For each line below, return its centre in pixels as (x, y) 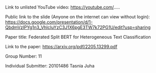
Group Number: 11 (24, 56)
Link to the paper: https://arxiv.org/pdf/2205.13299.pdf (61, 46)
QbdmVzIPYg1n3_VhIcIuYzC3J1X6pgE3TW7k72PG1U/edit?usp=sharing (78, 27)
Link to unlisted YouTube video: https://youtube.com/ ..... (63, 7)
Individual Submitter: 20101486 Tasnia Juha (50, 66)
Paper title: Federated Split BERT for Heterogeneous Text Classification (78, 37)
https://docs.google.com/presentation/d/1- (49, 22)
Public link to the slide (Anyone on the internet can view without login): (78, 17)
